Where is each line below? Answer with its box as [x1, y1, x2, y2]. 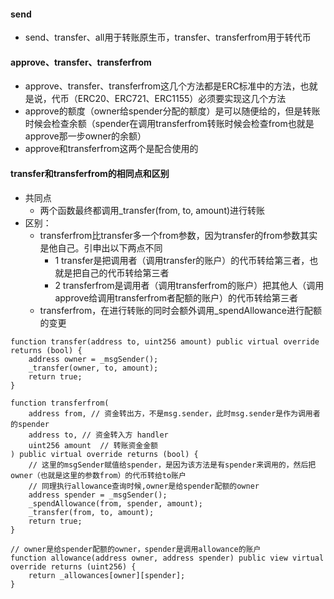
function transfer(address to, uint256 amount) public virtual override [10, 336, 320, 347]
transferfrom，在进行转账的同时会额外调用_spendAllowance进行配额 [39, 304, 322, 316]
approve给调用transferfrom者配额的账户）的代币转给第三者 [54, 291, 298, 304]
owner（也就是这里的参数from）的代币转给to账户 [10, 470, 187, 480]
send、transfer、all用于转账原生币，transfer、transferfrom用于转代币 [24, 31, 312, 44]
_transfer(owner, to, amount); [28, 363, 159, 373]
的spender [10, 419, 50, 429]
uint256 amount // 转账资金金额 [28, 440, 159, 450]
